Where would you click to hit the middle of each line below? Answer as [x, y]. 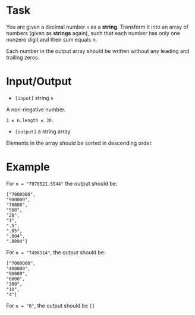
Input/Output [39, 82]
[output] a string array [43, 131]
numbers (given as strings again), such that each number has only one [93, 33]
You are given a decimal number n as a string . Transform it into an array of [97, 27]
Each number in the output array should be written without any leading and [98, 51]
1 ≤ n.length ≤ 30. [30, 120]
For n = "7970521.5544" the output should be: [62, 183]
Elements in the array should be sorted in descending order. [79, 143]
